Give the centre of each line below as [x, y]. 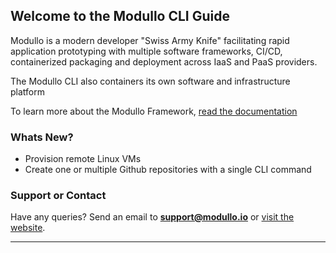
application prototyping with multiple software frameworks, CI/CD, [146, 51]
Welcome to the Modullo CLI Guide [120, 16]
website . [28, 228]
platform [27, 91]
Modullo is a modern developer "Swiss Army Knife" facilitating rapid [150, 40]
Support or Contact [58, 196]
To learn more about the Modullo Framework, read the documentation [154, 111]
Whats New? [42, 137]
